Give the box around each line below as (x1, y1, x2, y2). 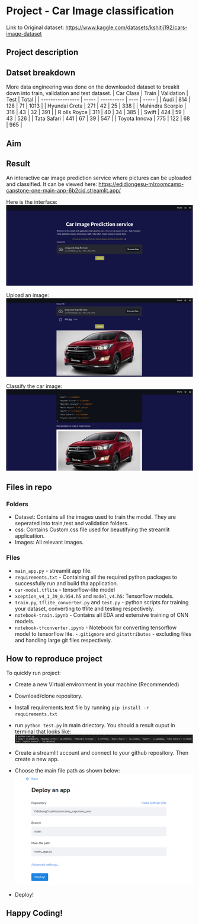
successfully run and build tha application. (14, 579, 118, 586)
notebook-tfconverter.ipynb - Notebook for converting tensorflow (14, 624, 176, 631)
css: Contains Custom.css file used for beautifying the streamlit (14, 526, 170, 533)
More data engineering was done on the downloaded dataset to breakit (6, 83, 179, 90)
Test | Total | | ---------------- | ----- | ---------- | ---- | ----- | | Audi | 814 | (6, 96, 191, 103)
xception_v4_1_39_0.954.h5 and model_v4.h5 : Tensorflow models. (14, 592, 174, 600)
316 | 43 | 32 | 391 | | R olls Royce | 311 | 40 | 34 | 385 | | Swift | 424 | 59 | (6, 109, 185, 116)
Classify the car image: (6, 383, 63, 390)
